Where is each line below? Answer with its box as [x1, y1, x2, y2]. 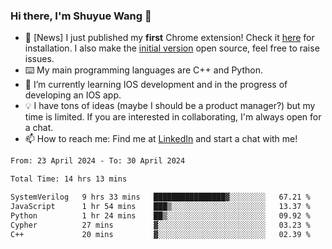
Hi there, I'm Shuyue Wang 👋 [10, 9, 152, 23]
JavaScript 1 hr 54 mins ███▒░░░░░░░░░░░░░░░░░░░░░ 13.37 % [10, 201, 311, 211]
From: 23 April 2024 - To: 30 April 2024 [10, 156, 186, 166]
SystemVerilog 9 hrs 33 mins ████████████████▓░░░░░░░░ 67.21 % [10, 192, 311, 203]
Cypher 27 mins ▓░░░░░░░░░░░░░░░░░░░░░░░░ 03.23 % [10, 220, 311, 230]
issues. [24, 53, 55, 65]
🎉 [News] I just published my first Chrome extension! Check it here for [24, 32, 315, 44]
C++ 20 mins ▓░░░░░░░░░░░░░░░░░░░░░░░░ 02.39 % [10, 229, 311, 239]
